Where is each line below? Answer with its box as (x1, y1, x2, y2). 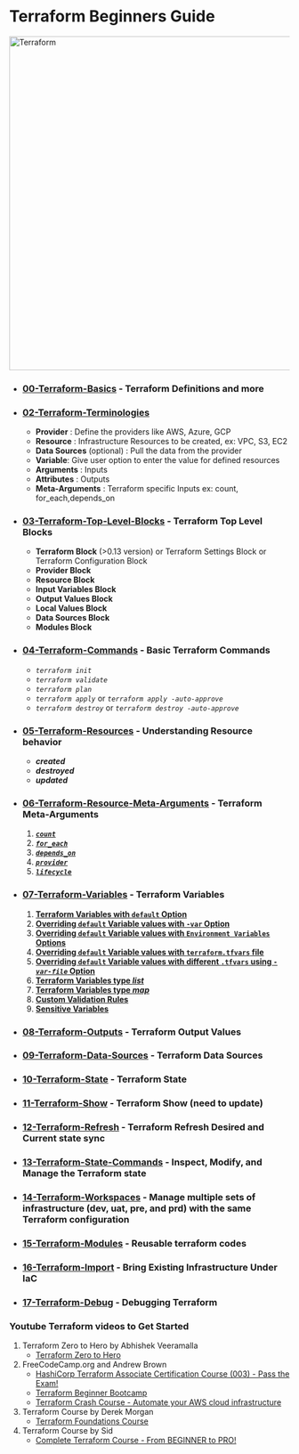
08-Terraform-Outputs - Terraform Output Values (21, 1026, 242, 1038)
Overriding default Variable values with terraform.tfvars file (35, 946, 264, 957)
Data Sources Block (35, 613, 110, 623)
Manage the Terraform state (21, 1167, 147, 1180)
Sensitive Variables (35, 1003, 109, 1014)
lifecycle (35, 868, 73, 877)
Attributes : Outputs (35, 474, 110, 484)
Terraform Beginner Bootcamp (35, 1387, 148, 1399)
